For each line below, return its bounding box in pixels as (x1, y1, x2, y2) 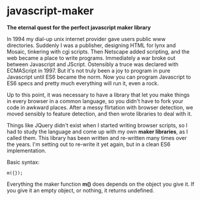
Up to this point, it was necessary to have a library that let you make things (7, 91, 190, 98)
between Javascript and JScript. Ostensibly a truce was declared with (7, 61, 179, 68)
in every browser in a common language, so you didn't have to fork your (7, 97, 184, 105)
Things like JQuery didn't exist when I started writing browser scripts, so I (7, 121, 188, 129)
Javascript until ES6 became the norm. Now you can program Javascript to (7, 73, 191, 80)
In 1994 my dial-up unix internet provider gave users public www (7, 35, 166, 42)
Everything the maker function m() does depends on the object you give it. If (7, 180, 195, 187)
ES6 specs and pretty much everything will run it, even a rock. (7, 79, 160, 87)
